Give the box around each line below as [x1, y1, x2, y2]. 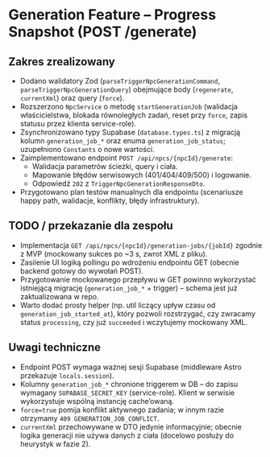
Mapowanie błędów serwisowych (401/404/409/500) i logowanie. [31, 171, 252, 179]
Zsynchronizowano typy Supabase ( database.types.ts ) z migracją [19, 127, 240, 137]
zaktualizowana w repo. [19, 291, 99, 301]
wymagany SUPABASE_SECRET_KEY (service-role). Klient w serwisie [19, 388, 235, 397]
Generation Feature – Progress [8, 6, 216, 24]
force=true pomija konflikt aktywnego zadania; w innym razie [19, 405, 224, 414]
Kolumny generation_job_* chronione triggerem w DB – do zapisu [19, 379, 239, 389]
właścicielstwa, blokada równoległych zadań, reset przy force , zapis [19, 110, 248, 120]
